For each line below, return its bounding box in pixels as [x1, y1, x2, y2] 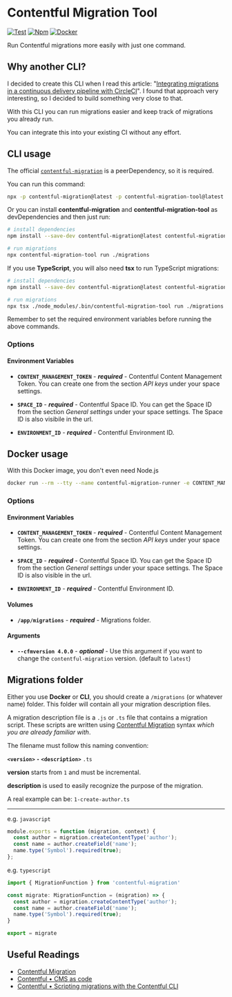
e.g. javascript [7, 814, 51, 822]
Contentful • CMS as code [17, 974, 93, 983]
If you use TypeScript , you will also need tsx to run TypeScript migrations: [7, 264, 220, 272]
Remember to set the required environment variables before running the [7, 315, 212, 324]
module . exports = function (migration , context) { [7, 828, 156, 835]
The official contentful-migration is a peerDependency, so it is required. [7, 166, 214, 175]
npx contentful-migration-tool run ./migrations [7, 252, 150, 259]
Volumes [7, 600, 33, 609]
